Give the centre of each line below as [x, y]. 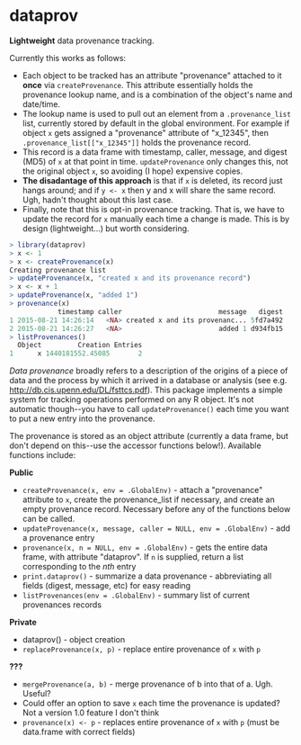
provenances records [62, 605]
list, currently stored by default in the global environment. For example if [156, 123]
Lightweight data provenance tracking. [82, 40]
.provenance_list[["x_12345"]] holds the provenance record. [137, 142]
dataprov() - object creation [74, 640]
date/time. [41, 103]
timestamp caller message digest [170, 311]
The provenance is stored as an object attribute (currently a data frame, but [149, 436]
